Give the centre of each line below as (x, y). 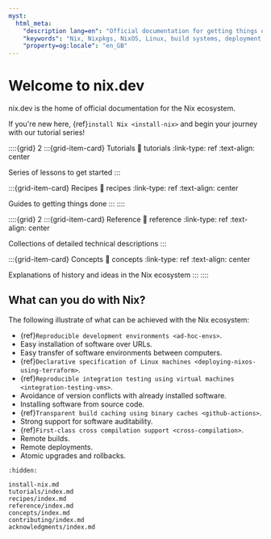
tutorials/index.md (41, 491)
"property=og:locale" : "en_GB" (75, 46)
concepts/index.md (39, 513)
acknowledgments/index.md (52, 527)
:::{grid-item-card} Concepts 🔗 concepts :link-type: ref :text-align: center (129, 259)
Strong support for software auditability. (86, 421)
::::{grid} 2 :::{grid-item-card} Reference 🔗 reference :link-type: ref (118, 220)
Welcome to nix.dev (77, 86)
